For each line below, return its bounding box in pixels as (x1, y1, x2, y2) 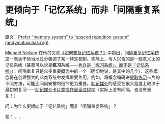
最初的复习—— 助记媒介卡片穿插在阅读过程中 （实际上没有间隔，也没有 (5, 87, 147, 93)
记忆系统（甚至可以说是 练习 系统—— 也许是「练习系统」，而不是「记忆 (5, 62, 145, 68)
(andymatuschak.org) (5, 39, 49, 45)
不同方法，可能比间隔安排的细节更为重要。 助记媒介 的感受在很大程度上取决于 (5, 80, 160, 86)
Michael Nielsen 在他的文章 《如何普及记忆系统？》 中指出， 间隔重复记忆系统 (5, 50, 159, 56)
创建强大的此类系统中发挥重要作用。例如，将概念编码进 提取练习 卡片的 (18, 74, 160, 80)
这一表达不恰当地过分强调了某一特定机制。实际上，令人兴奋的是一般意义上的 (5, 56, 160, 62)
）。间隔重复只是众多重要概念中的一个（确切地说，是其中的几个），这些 (11, 68, 154, 74)
